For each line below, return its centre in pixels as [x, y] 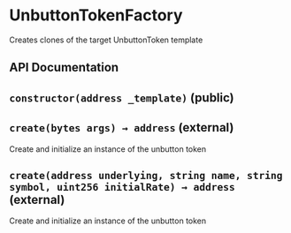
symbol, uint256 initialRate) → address [123, 187]
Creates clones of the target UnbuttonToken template [106, 40]
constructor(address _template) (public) [122, 98]
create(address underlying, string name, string [146, 175]
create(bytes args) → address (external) [122, 128]
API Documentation [64, 68]
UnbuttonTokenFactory [96, 15]
